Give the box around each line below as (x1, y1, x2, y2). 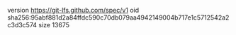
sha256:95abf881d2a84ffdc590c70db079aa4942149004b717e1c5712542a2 (7, 13, 230, 22)
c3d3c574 (7, 21, 38, 29)
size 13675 (38, 21, 69, 29)
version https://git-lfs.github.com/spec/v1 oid (7, 6, 140, 14)
